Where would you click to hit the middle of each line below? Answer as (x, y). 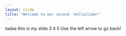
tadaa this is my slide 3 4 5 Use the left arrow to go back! (63, 28)
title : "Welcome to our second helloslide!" (53, 14)
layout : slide (20, 10)
